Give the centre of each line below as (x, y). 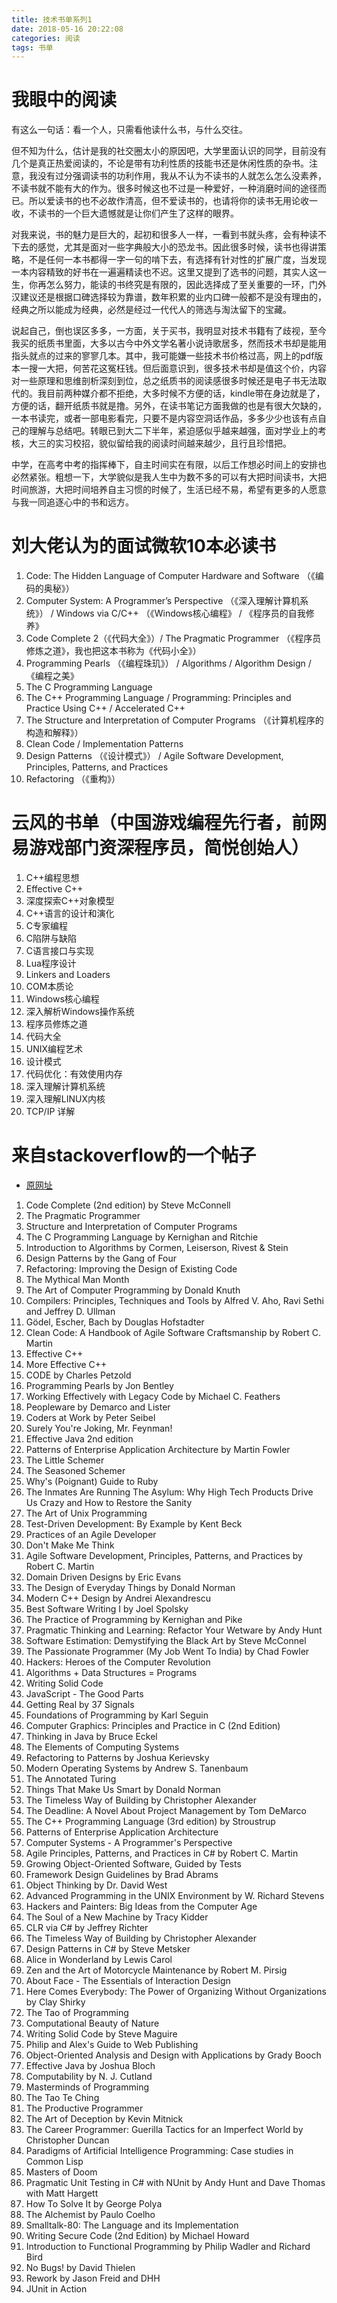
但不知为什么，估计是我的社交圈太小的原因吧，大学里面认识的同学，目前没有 (169, 151)
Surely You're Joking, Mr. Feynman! (99, 1428)
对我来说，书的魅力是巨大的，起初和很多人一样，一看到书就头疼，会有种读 (164, 235)
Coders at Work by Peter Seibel (90, 1417)
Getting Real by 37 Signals (80, 1704)
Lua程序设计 (51, 963)
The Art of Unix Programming (86, 1513)
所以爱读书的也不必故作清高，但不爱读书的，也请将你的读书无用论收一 (173, 201)
